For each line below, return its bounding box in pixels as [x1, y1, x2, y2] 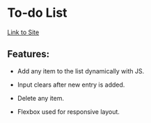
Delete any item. [17, 94, 65, 102]
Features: [7, 48, 50, 60]
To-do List [7, 5, 67, 21]
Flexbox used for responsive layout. [17, 107, 120, 116]
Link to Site [7, 28, 40, 36]
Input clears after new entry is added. [17, 80, 125, 89]
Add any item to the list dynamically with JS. [17, 66, 145, 75]
